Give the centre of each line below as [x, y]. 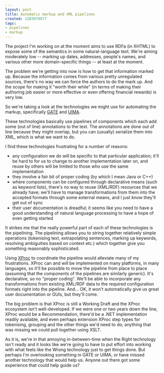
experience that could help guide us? [42, 365]
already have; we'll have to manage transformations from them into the [83, 192]
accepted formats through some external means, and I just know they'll [84, 197]
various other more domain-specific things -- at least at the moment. [74, 62]
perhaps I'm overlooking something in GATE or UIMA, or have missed [75, 355]
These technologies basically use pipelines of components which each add [81, 121]
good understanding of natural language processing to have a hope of [83, 213]
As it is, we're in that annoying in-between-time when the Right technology [81, 339]
